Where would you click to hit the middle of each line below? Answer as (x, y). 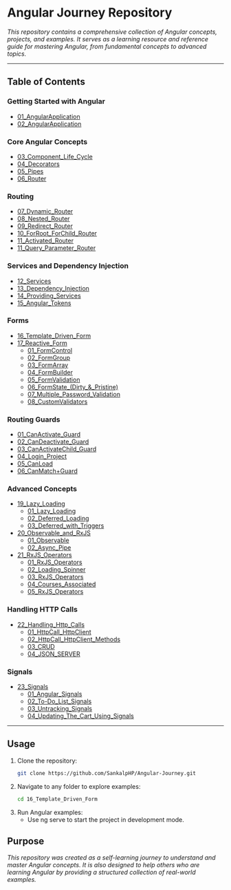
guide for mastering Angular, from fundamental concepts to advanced (107, 46)
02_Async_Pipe (49, 548)
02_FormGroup (49, 358)
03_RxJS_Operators (55, 577)
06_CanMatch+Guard (47, 471)
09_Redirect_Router (45, 226)
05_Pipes (30, 171)
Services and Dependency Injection (68, 266)
